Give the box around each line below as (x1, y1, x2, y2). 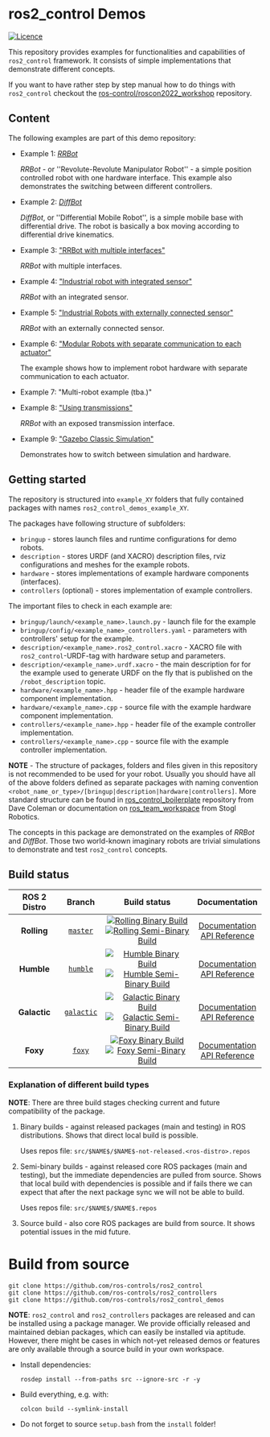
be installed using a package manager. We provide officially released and (8, 1318, 251, 1328)
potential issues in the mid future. (19, 1227, 131, 1237)
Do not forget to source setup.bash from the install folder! (19, 1418, 216, 1429)
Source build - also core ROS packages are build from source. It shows (19, 1218, 256, 1228)
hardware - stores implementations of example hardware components (19, 568, 249, 578)
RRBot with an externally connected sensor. (19, 323, 165, 332)
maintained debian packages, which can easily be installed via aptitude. (8, 1327, 247, 1336)
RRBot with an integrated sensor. (19, 291, 129, 302)
